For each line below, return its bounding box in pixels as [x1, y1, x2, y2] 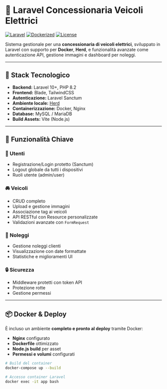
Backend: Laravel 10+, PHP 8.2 [12, 84, 77, 90]
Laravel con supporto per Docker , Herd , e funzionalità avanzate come [5, 46, 149, 52]
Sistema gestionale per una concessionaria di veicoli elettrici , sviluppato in [5, 41, 161, 47]
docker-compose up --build [5, 366, 61, 371]
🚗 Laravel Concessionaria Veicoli [5, 4, 143, 16]
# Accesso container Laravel [5, 374, 66, 380]
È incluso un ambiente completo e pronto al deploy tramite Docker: [5, 326, 143, 332]
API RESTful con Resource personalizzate [12, 214, 98, 220]
